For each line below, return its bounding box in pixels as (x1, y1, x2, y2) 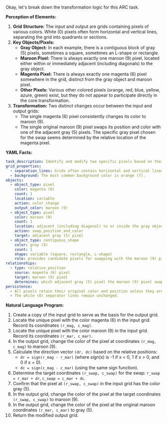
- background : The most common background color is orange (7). (10, 173, 146, 178)
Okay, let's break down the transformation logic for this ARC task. (5, 4, 139, 10)
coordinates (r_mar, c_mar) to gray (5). (12, 407, 94, 413)
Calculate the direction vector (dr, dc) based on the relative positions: (12, 349, 158, 355)
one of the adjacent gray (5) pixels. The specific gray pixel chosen (20, 129, 156, 135)
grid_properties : (5, 164, 42, 169)
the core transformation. (20, 98, 70, 104)
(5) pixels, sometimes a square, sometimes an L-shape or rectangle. (20, 50, 159, 56)
